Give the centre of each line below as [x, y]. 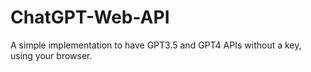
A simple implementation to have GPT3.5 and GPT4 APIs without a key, [156, 45]
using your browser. [51, 55]
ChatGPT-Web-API [90, 17]
